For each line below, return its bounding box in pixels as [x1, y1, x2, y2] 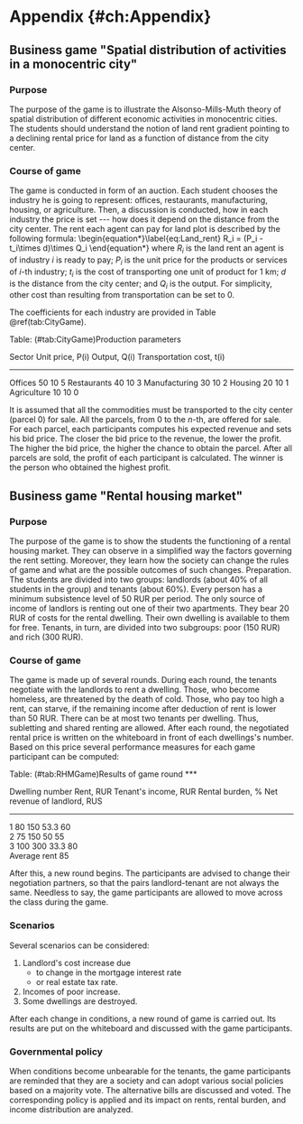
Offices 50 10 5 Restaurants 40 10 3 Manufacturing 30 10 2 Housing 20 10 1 [9, 377, 289, 389]
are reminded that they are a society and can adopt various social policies [9, 1075, 284, 1086]
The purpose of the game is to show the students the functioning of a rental [9, 536, 291, 547]
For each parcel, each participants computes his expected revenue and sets [9, 424, 292, 435]
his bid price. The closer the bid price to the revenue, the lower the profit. [9, 433, 282, 444]
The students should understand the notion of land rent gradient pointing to [9, 123, 290, 134]
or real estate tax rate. [35, 976, 119, 987]
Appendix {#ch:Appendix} [9, 6, 212, 27]
